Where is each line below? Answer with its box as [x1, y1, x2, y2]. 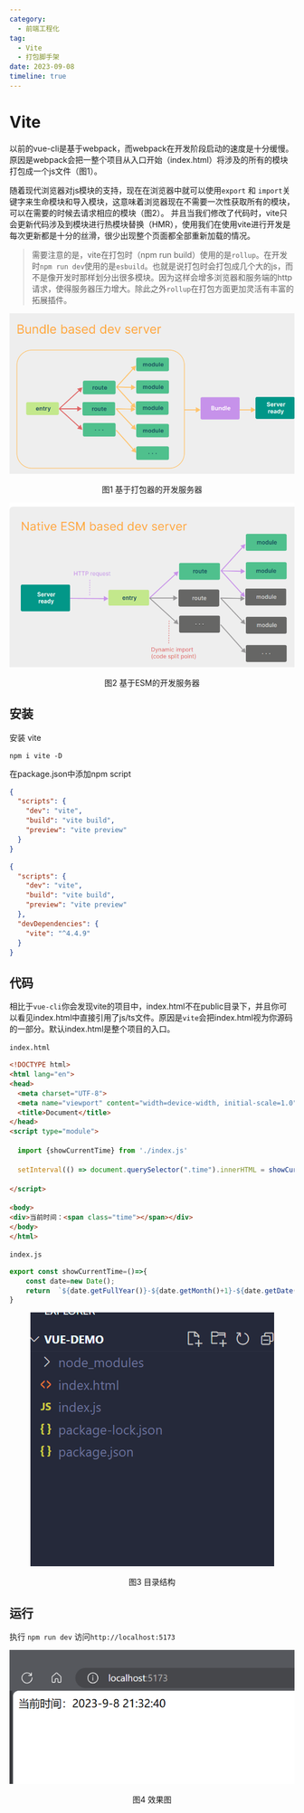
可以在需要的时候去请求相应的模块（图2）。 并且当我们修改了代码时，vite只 [9, 207, 288, 218]
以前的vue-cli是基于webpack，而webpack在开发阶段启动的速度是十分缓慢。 [9, 143, 294, 154]
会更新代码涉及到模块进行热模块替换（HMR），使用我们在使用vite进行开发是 [9, 218, 291, 230]
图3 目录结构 [128, 1577, 176, 1588]
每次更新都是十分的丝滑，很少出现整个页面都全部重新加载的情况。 [9, 230, 255, 241]
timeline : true [9, 72, 67, 81]
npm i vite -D [9, 751, 63, 760]
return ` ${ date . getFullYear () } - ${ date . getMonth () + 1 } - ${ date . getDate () [25, 1286, 301, 1296]
